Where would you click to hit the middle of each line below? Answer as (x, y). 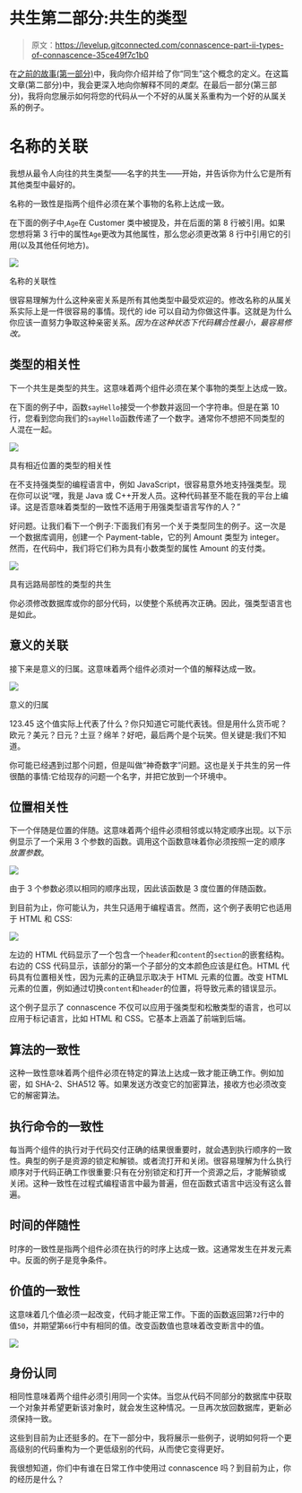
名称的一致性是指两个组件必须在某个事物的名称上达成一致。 (119, 204)
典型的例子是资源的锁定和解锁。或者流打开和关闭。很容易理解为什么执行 (158, 1160)
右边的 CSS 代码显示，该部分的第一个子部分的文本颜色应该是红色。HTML (145, 966)
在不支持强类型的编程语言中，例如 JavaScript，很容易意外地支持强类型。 (144, 484)
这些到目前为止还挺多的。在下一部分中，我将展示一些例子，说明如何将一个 (147, 1438)
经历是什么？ (40, 1480)
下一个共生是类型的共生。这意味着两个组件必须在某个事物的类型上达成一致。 (151, 387)
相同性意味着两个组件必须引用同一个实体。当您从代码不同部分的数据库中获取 (151, 1396)
